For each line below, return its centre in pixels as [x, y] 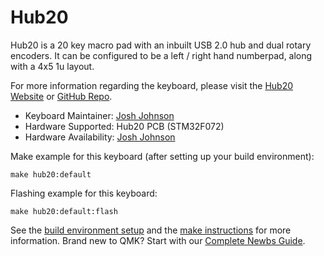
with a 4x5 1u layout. [52, 66]
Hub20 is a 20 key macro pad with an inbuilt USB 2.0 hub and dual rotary [161, 45]
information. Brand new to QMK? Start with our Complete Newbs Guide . [158, 240]
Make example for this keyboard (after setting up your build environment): [162, 156]
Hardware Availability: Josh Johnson [100, 137]
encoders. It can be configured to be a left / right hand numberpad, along [161, 55]
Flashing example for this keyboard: [84, 193]
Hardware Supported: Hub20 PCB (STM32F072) [124, 126]
